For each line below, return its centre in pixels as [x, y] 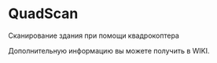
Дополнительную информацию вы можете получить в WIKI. [109, 50]
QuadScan [43, 14]
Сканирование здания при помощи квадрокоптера [94, 35]
